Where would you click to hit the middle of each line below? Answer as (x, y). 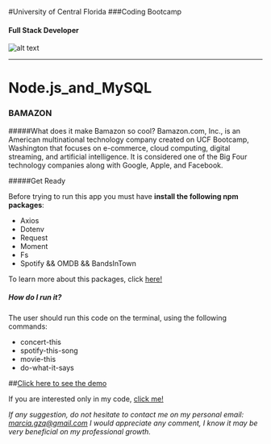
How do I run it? (35, 297)
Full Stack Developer (44, 30)
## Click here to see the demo (58, 383)
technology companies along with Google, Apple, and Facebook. (116, 165)
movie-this (38, 359)
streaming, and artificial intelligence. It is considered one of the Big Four (128, 156)
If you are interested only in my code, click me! (86, 399)
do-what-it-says (47, 367)
